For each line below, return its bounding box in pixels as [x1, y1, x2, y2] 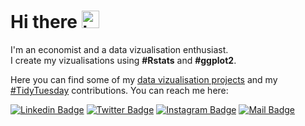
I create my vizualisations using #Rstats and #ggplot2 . [10, 54, 237, 66]
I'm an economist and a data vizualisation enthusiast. [10, 43, 229, 55]
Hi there [10, 11, 78, 34]
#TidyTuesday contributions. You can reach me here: [10, 84, 229, 96]
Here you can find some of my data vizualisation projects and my [10, 73, 278, 85]
